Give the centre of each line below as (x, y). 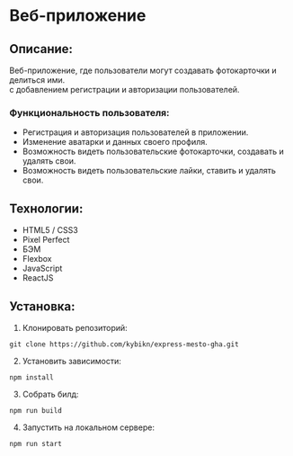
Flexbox (37, 259)
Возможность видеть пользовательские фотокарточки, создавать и (153, 152)
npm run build (36, 410)
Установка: (42, 306)
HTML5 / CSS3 (50, 230)
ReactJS (38, 278)
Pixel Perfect (46, 240)
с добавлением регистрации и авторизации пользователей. (124, 89)
